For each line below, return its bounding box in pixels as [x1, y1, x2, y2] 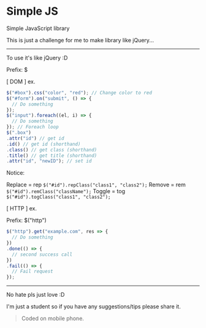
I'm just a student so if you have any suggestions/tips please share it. [6, 303, 181, 310]
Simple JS [6, 4, 58, 18]
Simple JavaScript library [6, 25, 70, 32]
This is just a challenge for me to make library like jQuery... [6, 36, 154, 44]
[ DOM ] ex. [6, 78, 36, 85]
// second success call [12, 251, 72, 257]
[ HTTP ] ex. [6, 205, 37, 212]
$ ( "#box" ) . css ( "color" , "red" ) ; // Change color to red [6, 90, 152, 96]
